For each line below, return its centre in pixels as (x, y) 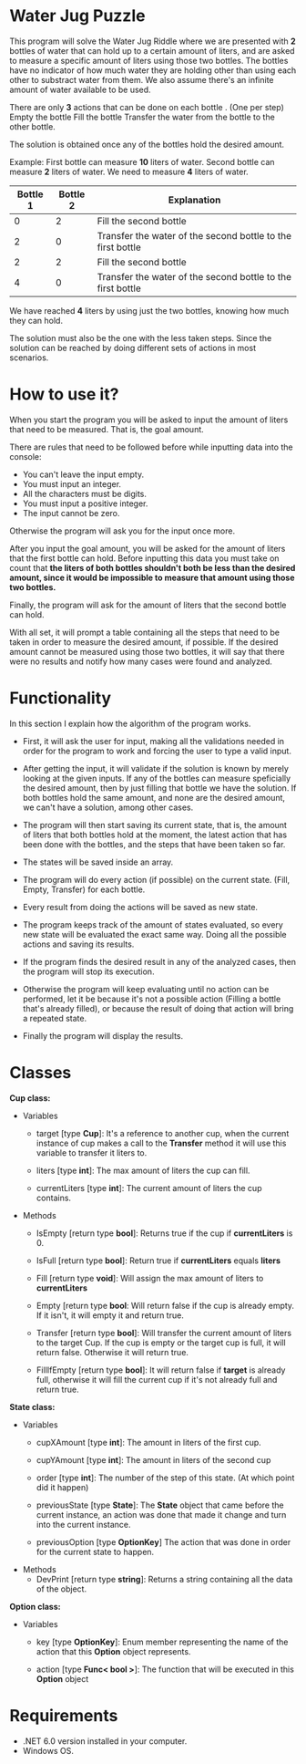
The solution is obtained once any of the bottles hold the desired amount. (147, 144)
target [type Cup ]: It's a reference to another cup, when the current (163, 1133)
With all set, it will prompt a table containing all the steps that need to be (145, 632)
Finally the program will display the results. (103, 1035)
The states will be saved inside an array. (98, 862)
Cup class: (30, 1098)
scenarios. (29, 358)
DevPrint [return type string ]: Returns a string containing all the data (164, 1579)
